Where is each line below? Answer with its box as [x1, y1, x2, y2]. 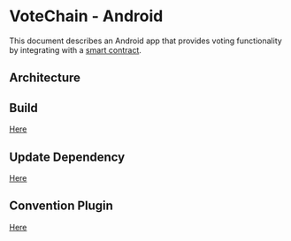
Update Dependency [9, 149, 126, 164]
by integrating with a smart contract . [9, 44, 142, 55]
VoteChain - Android [9, 6, 164, 26]
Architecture [9, 71, 81, 86]
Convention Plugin [9, 199, 113, 214]
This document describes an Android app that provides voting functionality [9, 35, 283, 46]
